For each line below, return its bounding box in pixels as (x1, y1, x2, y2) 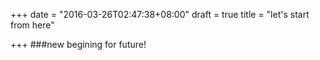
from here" (10, 19, 55, 31)
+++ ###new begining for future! (10, 39, 147, 50)
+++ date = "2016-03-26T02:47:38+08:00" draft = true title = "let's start (10, 9, 310, 20)
